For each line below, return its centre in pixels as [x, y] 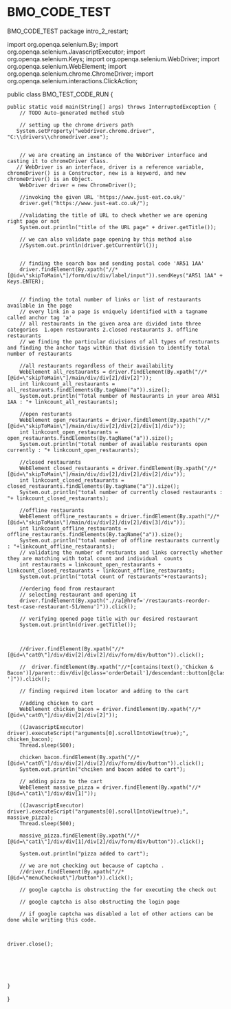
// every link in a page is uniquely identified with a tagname [113, 311]
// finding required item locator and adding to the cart [104, 691]
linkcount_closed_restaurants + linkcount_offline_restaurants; [101, 571]
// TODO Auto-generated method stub [72, 113]
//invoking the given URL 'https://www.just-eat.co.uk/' [103, 197]
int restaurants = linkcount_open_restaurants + [90, 564]
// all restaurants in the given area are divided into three [110, 323]
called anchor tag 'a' [40, 317]
